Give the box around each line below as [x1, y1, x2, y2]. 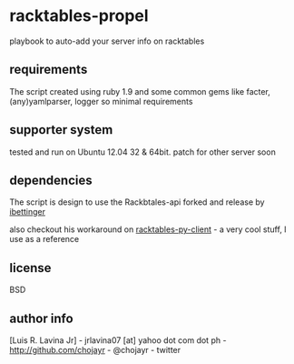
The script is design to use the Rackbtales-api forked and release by [9, 197, 265, 207]
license [9, 260, 52, 276]
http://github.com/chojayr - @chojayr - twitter [9, 345, 181, 355]
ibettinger [9, 207, 45, 217]
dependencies [9, 172, 93, 187]
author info [9, 310, 74, 326]
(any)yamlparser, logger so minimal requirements [9, 96, 193, 106]
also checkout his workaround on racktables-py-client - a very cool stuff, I [9, 224, 288, 235]
